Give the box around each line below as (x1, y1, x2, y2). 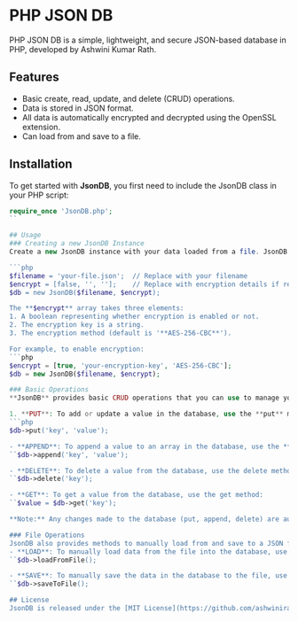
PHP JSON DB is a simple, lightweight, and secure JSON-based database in (9, 35, 286, 45)
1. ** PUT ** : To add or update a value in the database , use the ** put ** (9, 409, 284, 419)
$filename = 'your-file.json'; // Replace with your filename (9, 271, 248, 280)
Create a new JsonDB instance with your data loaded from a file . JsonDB (9, 247, 288, 257)
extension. (21, 121, 60, 132)
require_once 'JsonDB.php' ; (9, 206, 114, 215)
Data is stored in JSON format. (21, 103, 135, 113)
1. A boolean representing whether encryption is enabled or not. (9, 312, 260, 322)
